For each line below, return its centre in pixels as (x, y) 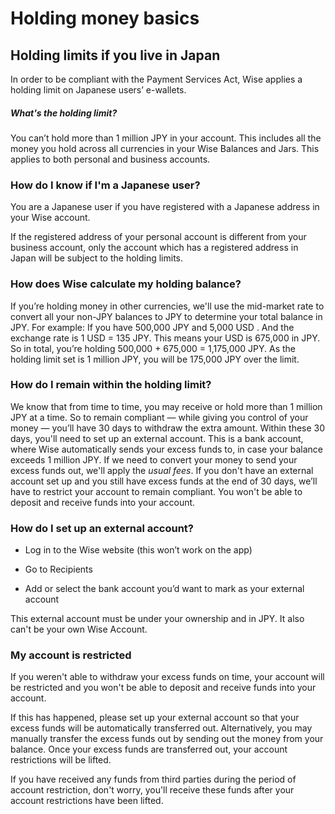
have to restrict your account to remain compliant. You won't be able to (156, 491)
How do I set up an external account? (102, 528)
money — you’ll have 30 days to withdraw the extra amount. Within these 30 (168, 428)
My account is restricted (71, 655)
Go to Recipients (58, 569)
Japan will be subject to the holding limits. (97, 258)
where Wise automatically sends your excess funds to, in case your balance (166, 449)
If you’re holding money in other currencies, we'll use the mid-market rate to (167, 306)
